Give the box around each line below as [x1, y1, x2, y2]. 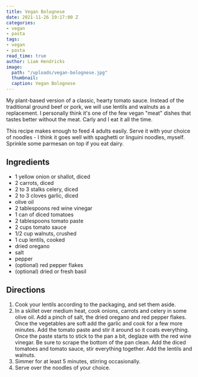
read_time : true [6, 53, 46, 59]
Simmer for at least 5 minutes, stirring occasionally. [14, 357, 141, 365]
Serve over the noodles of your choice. [14, 364, 111, 371]
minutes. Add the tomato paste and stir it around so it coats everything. [14, 326, 189, 333]
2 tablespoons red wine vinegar [14, 205, 93, 212]
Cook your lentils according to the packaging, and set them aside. [14, 301, 177, 308]
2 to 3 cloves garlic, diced [14, 191, 78, 199]
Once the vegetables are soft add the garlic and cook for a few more [14, 319, 183, 327]
